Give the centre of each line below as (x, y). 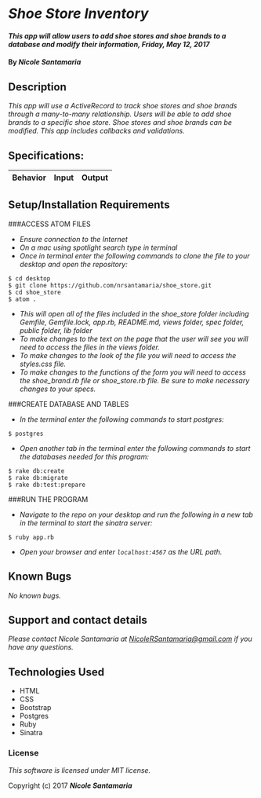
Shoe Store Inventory (78, 14)
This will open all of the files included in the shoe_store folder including (134, 313)
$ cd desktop (29, 278)
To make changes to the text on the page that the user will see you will (134, 339)
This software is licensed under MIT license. (80, 770)
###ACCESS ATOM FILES (50, 224)
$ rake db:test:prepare (47, 485)
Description (37, 87)
